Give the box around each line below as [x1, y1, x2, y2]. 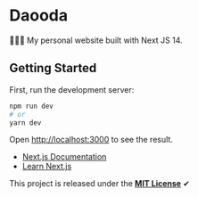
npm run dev [9, 102, 54, 111]
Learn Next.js [21, 161, 72, 172]
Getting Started [9, 61, 97, 76]
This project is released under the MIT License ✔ [9, 178, 190, 189]
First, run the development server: [9, 84, 135, 94]
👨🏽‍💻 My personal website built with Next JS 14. [9, 35, 183, 45]
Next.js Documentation [21, 152, 107, 162]
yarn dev [9, 118, 42, 127]
